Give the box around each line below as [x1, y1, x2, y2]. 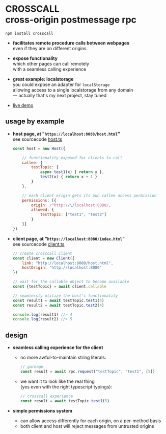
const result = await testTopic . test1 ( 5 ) [20, 398, 109, 403]
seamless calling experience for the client [12, 344, 103, 351]
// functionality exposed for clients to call [22, 155, 123, 160]
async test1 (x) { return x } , [40, 169, 104, 175]
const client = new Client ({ [12, 255, 75, 261]
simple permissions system [12, 407, 73, 414]
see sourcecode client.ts [12, 241, 65, 247]
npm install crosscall [5, 31, 53, 36]
